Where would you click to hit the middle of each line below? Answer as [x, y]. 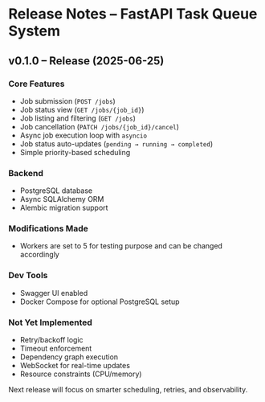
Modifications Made [48, 228]
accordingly [40, 255]
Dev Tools [28, 276]
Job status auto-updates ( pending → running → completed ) [116, 144]
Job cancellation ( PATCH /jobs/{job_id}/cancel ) [99, 126]
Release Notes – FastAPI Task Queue [133, 14]
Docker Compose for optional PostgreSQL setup [100, 301]
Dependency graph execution [69, 357]
